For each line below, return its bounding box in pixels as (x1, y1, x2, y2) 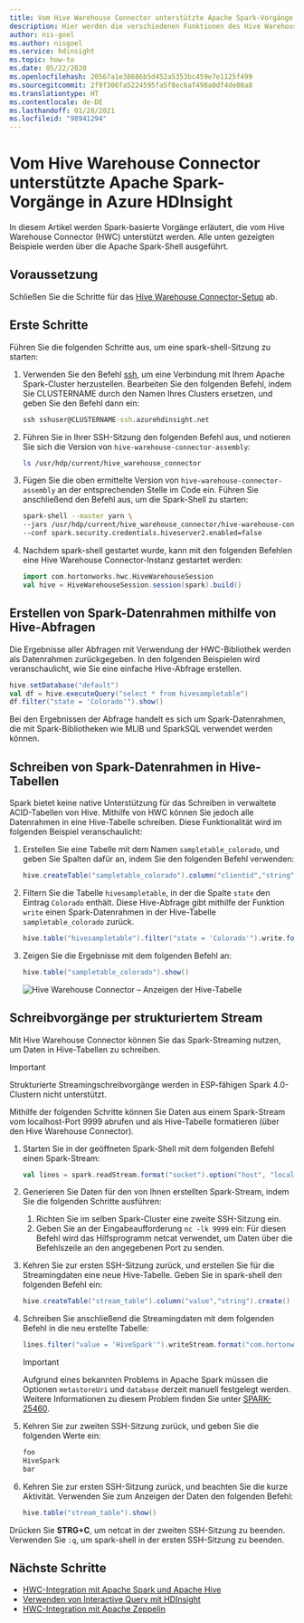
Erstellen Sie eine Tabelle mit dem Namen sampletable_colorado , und (22, 844, 280, 855)
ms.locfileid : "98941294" (9, 114, 107, 123)
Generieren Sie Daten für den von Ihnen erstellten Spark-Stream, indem (22, 1186, 290, 1197)
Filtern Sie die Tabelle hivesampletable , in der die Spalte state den (22, 887, 271, 898)
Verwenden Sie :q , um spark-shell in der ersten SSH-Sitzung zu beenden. (9, 1534, 285, 1545)
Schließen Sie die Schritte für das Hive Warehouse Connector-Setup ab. (9, 291, 278, 302)
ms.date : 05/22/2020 (9, 64, 88, 73)
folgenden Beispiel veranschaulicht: (9, 826, 143, 838)
